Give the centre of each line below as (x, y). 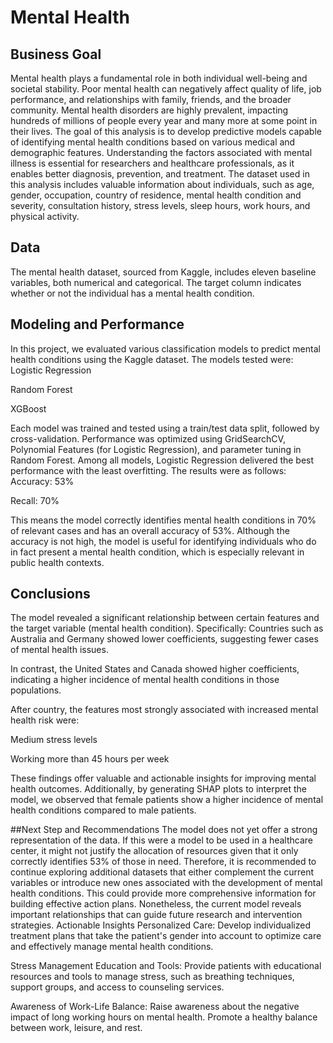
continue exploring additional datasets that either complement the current (162, 872)
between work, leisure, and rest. (76, 1028)
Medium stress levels (54, 740)
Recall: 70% (35, 500)
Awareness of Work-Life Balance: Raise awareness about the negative (155, 1007)
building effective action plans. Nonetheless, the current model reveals (156, 904)
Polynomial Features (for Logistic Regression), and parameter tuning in (156, 449)
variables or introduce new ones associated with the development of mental (166, 883)
